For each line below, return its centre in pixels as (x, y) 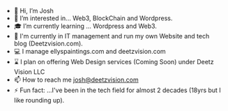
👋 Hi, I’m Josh (34, 11)
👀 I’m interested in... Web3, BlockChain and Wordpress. (93, 18)
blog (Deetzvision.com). (48, 43)
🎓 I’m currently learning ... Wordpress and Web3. (85, 26)
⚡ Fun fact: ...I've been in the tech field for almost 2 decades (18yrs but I (117, 90)
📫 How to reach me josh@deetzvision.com (76, 80)
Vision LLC (29, 72)
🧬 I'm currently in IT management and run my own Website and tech (112, 36)
